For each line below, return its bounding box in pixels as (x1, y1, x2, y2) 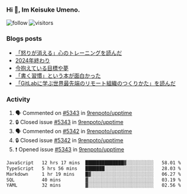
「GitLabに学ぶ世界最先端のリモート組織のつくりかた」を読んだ (15, 79, 176, 87)
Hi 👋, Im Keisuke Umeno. (6, 5, 80, 14)
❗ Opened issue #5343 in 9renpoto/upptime (15, 145, 125, 153)
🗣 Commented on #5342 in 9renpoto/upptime (15, 127, 132, 134)
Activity (6, 95, 30, 103)
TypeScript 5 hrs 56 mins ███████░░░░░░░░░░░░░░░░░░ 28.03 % (6, 165, 182, 171)
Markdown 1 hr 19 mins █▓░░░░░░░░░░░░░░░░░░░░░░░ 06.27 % (6, 171, 182, 177)
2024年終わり (15, 57, 51, 64)
